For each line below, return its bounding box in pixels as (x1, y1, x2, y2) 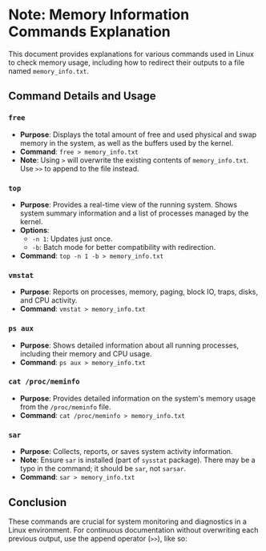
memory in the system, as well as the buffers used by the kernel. (19, 138, 234, 147)
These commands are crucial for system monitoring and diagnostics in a (8, 517, 247, 526)
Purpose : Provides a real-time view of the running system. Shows (19, 199, 238, 209)
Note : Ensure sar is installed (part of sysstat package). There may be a (19, 455, 256, 465)
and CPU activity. (19, 296, 78, 305)
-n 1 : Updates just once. (31, 234, 113, 243)
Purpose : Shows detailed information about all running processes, (19, 340, 239, 350)
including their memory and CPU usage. (19, 348, 152, 358)
